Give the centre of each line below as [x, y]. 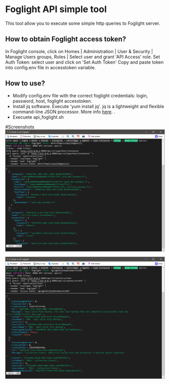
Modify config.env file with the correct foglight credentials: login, [80, 95]
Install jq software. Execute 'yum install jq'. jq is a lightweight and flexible [88, 106]
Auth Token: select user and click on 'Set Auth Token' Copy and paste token [84, 62]
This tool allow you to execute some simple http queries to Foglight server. [83, 23]
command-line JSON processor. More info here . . [64, 112]
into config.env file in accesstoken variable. [51, 67]
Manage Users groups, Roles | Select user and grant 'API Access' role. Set [83, 57]
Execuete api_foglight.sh [38, 117]
